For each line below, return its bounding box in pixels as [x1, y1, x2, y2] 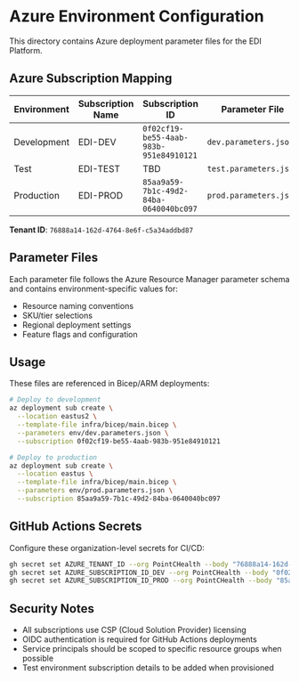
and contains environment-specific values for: [9, 283, 178, 294]
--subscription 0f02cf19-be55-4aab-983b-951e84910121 [17, 436, 221, 446]
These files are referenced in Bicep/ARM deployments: [9, 378, 210, 389]
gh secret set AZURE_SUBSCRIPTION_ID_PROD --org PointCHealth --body [9, 576, 273, 585]
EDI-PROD [77, 189, 124, 201]
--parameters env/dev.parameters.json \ [17, 428, 169, 437]
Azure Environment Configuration [9, 6, 264, 27]
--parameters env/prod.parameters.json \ [17, 486, 174, 495]
